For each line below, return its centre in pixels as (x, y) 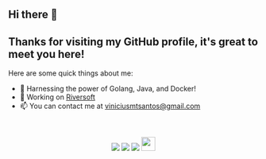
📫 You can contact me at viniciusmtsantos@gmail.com (110, 106)
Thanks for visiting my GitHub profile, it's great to (133, 42)
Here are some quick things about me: (71, 73)
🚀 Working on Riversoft (57, 97)
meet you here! (46, 54)
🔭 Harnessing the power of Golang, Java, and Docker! (108, 89)
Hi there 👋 (33, 15)
